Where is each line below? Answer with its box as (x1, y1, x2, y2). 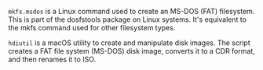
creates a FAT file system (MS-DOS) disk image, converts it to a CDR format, (8, 47, 255, 55)
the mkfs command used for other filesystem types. (8, 23, 176, 32)
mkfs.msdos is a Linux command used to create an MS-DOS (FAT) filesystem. (8, 7, 255, 16)
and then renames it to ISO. (8, 54, 97, 64)
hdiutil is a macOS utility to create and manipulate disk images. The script (8, 38, 250, 47)
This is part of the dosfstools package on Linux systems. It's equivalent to (8, 15, 247, 24)
